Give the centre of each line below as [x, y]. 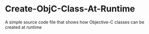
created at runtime [23, 27]
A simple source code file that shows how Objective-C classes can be [75, 22]
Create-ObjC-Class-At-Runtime [70, 9]
